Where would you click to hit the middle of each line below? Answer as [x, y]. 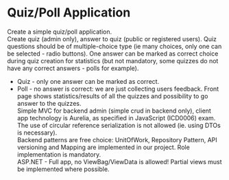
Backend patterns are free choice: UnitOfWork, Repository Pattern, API [117, 139]
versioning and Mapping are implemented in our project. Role [103, 147]
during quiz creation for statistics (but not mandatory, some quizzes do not [113, 60]
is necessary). [37, 133]
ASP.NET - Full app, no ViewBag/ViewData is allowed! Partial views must [119, 161]
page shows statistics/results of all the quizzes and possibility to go [112, 96]
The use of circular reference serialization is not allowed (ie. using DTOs [119, 125]
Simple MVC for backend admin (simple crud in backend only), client [114, 111]
